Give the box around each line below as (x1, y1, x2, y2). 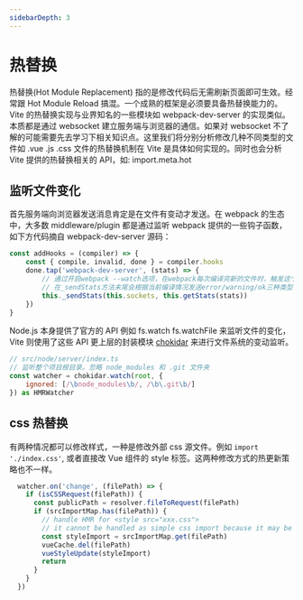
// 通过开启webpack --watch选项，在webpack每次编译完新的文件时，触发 (41, 274, 284, 283)
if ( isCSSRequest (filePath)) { (25, 490, 143, 499)
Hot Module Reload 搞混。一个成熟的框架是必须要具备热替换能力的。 (26, 97, 282, 108)
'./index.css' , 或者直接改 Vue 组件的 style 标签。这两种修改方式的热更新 (9, 452, 282, 463)
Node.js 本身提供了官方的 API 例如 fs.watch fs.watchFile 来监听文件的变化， (9, 326, 291, 337)
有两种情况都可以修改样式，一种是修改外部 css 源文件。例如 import (9, 441, 259, 452)
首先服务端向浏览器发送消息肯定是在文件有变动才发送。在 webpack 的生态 (9, 208, 286, 219)
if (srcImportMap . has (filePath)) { (32, 507, 168, 516)
